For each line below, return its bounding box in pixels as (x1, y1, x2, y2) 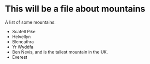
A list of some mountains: (5, 19, 56, 25)
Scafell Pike (12, 28, 36, 34)
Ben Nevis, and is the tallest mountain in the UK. (12, 49, 108, 55)
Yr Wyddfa (12, 44, 34, 50)
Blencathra (12, 38, 34, 44)
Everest (12, 54, 28, 60)
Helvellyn (12, 34, 31, 39)
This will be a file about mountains (5, 3, 146, 14)
